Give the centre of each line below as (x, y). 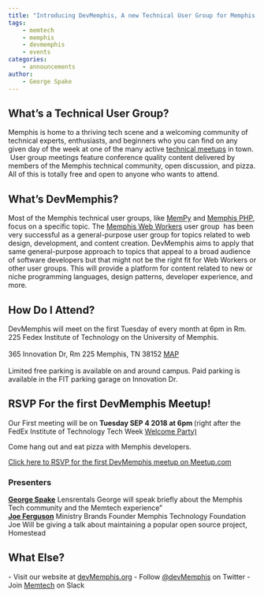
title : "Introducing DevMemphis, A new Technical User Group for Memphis (132, 15)
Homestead (27, 533)
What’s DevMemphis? (63, 199)
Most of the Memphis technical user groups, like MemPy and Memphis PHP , (132, 218)
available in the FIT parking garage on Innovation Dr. (93, 379)
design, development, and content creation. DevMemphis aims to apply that (131, 243)
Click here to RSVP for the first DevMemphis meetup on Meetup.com (120, 461)
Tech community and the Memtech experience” (86, 508)
